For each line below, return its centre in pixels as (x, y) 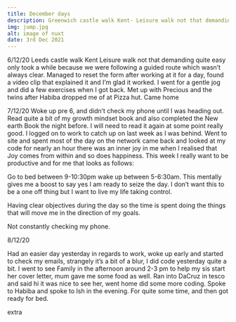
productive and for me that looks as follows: (71, 163)
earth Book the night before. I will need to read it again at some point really (115, 126)
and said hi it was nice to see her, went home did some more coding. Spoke (117, 284)
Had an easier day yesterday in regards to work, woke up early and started (115, 254)
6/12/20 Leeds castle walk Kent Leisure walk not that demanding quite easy (117, 60)
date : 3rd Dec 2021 (36, 40)
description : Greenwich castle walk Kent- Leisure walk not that (105, 20)
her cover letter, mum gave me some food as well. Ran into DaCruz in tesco (116, 276)
